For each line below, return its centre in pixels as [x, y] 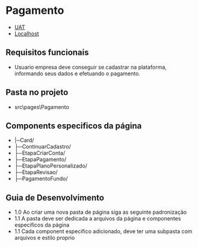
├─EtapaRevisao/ [36, 172]
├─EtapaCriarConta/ [40, 153]
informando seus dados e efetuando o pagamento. [77, 73]
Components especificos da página [74, 126]
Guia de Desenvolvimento [55, 197]
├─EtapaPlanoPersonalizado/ [51, 166]
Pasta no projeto [37, 92]
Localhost [27, 33]
